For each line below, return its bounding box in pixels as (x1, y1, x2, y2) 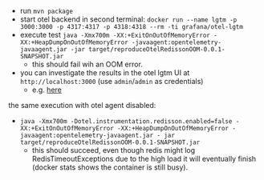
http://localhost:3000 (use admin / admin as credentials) (19, 77, 204, 86)
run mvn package (19, 6, 74, 15)
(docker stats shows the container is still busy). (31, 162, 189, 172)
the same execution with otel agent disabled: (8, 101, 156, 110)
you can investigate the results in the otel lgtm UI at (19, 68, 190, 78)
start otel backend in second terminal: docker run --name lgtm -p (19, 14, 238, 24)
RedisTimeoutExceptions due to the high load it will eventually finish (31, 154, 257, 163)
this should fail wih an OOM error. (31, 59, 143, 69)
